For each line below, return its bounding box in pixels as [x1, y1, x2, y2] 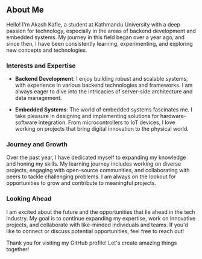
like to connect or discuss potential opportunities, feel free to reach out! [6, 227, 185, 234]
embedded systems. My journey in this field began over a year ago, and [6, 33, 185, 41]
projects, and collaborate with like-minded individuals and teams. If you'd [6, 221, 189, 228]
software [14, 119, 37, 126]
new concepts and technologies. [6, 46, 87, 54]
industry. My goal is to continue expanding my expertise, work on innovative [6, 214, 196, 222]
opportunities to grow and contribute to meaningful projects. [6, 179, 157, 187]
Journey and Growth [6, 140, 68, 149]
